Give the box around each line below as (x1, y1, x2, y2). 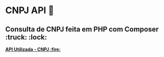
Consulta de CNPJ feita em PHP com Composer (5, 25, 159, 34)
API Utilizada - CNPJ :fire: (5, 46, 61, 52)
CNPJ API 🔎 (5, 5, 55, 16)
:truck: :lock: (5, 33, 47, 41)
